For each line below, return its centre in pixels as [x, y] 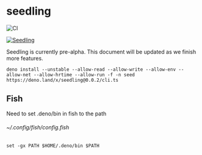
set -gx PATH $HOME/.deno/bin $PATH [53, 146]
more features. [25, 58]
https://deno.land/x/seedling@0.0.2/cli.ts [63, 80]
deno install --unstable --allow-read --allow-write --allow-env [91, 69]
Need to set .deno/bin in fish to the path [56, 114]
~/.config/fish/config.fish [38, 128]
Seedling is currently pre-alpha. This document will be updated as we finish [101, 52]
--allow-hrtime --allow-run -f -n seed [84, 74]
